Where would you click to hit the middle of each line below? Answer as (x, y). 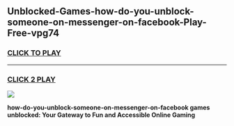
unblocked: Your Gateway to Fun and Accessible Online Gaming (101, 115)
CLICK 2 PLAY (31, 79)
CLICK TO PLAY (34, 53)
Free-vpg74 (33, 33)
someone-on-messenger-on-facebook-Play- (107, 23)
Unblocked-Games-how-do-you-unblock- (101, 11)
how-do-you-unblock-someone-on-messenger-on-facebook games (109, 107)
